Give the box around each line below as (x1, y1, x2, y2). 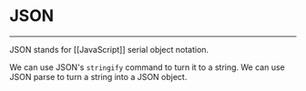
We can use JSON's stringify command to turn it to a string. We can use (9, 61, 285, 73)
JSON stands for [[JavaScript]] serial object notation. (9, 44, 209, 55)
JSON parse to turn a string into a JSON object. (9, 71, 188, 82)
